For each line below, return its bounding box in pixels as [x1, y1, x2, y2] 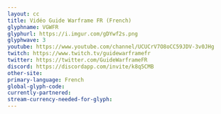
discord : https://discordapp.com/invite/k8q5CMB [7, 63, 154, 70]
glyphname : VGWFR [7, 23, 59, 30]
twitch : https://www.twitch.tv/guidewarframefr [7, 50, 151, 57]
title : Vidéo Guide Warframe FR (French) [7, 17, 132, 24]
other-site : [7, 69, 43, 76]
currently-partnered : [7, 89, 72, 96]
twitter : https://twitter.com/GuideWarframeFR [7, 57, 148, 64]
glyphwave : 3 [7, 37, 46, 44]
